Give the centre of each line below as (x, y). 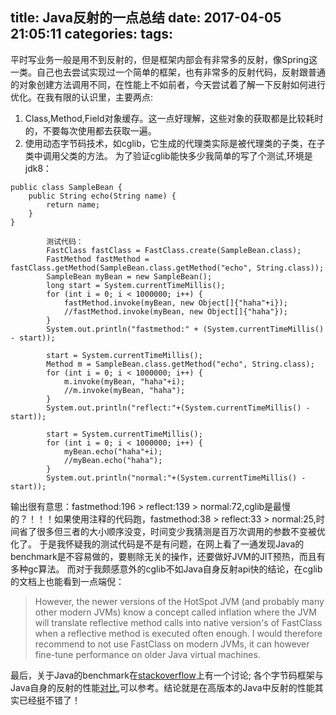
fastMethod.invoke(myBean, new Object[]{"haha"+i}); (175, 303)
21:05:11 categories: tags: (92, 34)
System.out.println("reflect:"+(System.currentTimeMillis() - (178, 408)
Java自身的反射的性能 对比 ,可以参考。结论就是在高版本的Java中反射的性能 (162, 687)
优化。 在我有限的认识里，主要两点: (82, 97)
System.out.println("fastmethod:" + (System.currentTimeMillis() (185, 329)
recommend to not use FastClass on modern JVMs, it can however (172, 644)
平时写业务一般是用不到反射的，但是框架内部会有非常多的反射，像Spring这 (164, 59)
